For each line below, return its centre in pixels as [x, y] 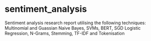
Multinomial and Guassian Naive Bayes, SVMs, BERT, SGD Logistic [73, 28]
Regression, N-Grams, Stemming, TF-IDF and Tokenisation [65, 33]
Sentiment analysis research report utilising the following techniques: [75, 23]
